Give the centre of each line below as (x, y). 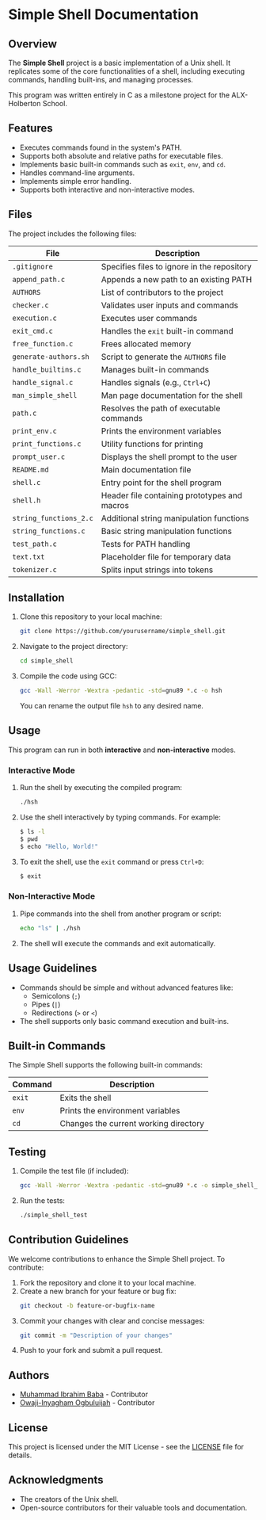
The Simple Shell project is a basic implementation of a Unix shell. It (120, 63)
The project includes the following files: (72, 233)
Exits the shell (85, 1098)
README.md (30, 470)
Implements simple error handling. (76, 181)
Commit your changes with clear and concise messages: (112, 1320)
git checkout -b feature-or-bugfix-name (87, 1305)
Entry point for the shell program (161, 483)
